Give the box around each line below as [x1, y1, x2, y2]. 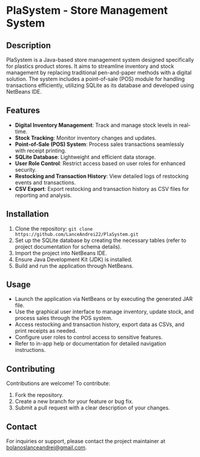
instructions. [14, 347, 46, 354]
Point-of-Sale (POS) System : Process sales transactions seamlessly [14, 141, 184, 148]
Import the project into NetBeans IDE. [14, 249, 107, 256]
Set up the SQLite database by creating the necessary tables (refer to [14, 237, 187, 244]
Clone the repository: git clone [14, 225, 93, 232]
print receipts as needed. [14, 327, 77, 334]
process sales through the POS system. [14, 315, 113, 322]
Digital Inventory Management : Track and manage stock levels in [14, 121, 178, 129]
